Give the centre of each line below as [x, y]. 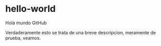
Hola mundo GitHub [26, 23]
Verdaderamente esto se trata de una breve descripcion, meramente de [80, 32]
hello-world [31, 9]
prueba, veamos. [23, 38]
